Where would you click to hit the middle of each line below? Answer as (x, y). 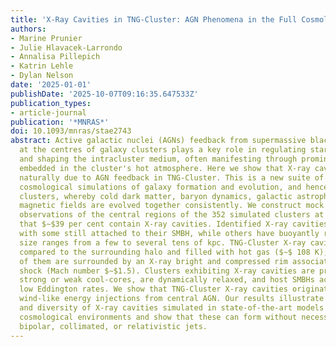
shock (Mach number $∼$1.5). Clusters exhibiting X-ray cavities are (167, 271)
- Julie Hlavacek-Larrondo (66, 47)
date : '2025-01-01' (51, 85)
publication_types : (51, 103)
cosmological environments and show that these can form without (158, 317)
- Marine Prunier (46, 38)
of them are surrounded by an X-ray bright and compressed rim (153, 261)
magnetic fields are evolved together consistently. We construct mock (172, 206)
